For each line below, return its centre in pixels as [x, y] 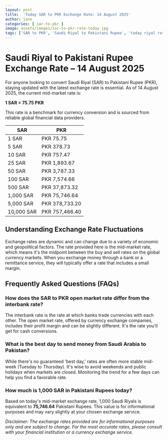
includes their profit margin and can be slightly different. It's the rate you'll [81, 326]
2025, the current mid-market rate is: [43, 93]
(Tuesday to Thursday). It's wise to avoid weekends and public [82, 366]
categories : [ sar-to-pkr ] [34, 24]
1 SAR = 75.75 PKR [24, 103]
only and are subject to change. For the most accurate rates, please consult [84, 427]
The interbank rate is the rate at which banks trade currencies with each [79, 315]
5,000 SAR [20, 203]
